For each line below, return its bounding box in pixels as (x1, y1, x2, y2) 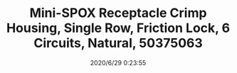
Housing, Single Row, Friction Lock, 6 (6, 20, 231, 36)
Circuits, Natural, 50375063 (33, 35, 203, 51)
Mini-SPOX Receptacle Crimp (29, 5, 207, 21)
